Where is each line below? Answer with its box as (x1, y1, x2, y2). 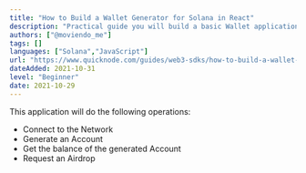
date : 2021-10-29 (9, 81, 76, 90)
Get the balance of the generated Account (22, 143, 182, 154)
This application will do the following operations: (9, 106, 191, 117)
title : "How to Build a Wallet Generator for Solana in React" (9, 13, 255, 23)
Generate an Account (22, 133, 103, 144)
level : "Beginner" (9, 73, 79, 82)
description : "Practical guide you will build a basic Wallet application (9, 22, 300, 31)
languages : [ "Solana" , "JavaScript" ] (9, 47, 148, 56)
